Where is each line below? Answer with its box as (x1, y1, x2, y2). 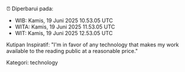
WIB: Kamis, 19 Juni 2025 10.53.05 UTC (14, 17, 113, 24)
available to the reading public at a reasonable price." (6, 48, 138, 54)
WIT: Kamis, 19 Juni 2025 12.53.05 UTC (14, 30, 113, 36)
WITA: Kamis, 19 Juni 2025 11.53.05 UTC (14, 23, 115, 30)
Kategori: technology (6, 59, 58, 66)
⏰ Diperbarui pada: (6, 5, 54, 12)
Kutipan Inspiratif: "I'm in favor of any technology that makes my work (6, 41, 179, 48)
